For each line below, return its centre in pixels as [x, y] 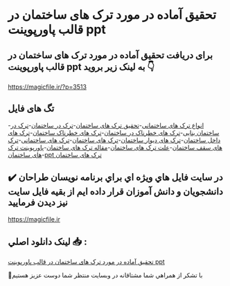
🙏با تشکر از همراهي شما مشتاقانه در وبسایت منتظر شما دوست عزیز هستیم [105, 275]
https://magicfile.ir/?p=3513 [47, 87]
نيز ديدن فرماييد [38, 203]
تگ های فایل [31, 108]
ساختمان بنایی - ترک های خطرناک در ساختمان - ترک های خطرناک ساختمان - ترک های [114, 132]
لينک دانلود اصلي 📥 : [47, 242]
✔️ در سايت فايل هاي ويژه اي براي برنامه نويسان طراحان [116, 178]
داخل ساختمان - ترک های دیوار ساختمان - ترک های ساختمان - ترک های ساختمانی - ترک [114, 140]
